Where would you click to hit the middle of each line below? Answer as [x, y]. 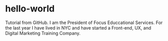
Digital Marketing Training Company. [43, 33]
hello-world [30, 9]
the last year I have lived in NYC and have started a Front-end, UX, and [78, 27]
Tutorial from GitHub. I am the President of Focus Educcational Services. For [84, 22]
